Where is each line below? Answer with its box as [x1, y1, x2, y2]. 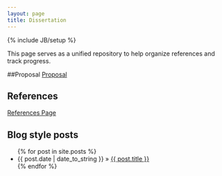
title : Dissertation [7, 17, 67, 24]
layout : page [7, 10, 45, 17]
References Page [7, 109, 57, 117]
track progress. [7, 56, 51, 65]
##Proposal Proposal [7, 70, 67, 79]
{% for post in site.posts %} [17, 147, 97, 156]
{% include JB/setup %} [7, 35, 76, 44]
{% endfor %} [17, 162, 58, 170]
